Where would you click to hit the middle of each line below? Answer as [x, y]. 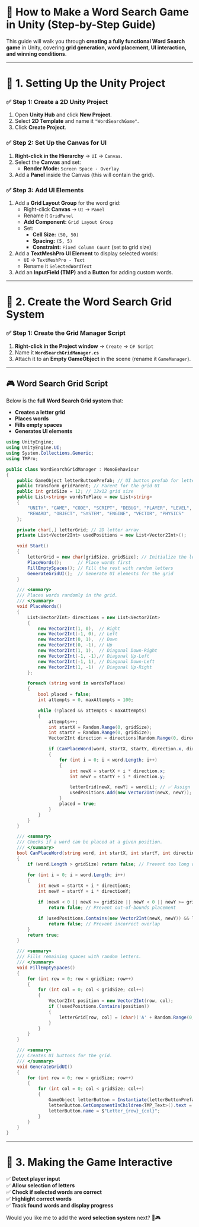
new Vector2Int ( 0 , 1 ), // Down [78, 640]
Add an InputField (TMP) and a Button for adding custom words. [94, 272]
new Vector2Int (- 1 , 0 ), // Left [78, 634]
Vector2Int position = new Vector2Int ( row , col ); [111, 1001]
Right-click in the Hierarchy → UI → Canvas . [68, 156]
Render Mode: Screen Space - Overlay [71, 168]
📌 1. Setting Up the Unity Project [86, 83]
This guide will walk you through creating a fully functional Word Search [96, 41]
